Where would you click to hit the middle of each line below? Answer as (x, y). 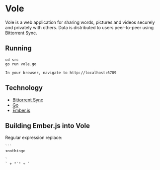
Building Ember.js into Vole (48, 126)
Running (19, 48)
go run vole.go (21, 64)
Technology (24, 88)
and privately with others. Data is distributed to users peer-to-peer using (80, 27)
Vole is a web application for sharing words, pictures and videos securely (80, 22)
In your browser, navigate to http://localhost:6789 (61, 73)
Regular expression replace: (34, 138)
